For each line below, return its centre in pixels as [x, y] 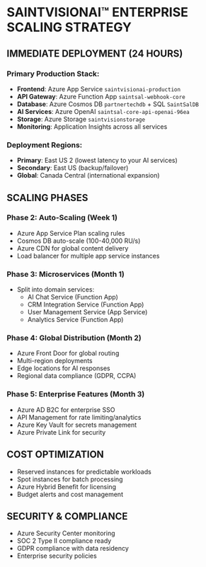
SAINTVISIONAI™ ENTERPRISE [98, 12]
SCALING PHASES [47, 198]
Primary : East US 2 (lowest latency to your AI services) [97, 161]
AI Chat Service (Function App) [73, 297]
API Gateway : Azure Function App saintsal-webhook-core [101, 96]
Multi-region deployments [55, 361]
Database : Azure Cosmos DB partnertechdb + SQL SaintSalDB [108, 104]
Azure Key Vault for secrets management [77, 425]
